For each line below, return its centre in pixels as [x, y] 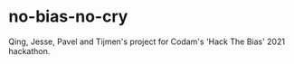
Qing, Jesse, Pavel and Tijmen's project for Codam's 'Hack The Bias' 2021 [147, 41]
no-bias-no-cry [68, 17]
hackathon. [29, 50]
